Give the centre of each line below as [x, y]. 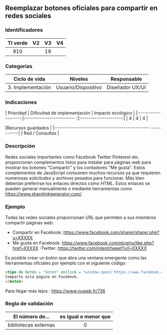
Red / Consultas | [41, 133]
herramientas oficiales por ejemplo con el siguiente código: [66, 263]
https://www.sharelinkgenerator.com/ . [44, 194]
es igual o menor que [85, 316]
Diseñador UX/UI [126, 87]
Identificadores [24, 30]
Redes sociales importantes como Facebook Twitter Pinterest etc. [73, 157]
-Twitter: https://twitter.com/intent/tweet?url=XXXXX [93, 248]
